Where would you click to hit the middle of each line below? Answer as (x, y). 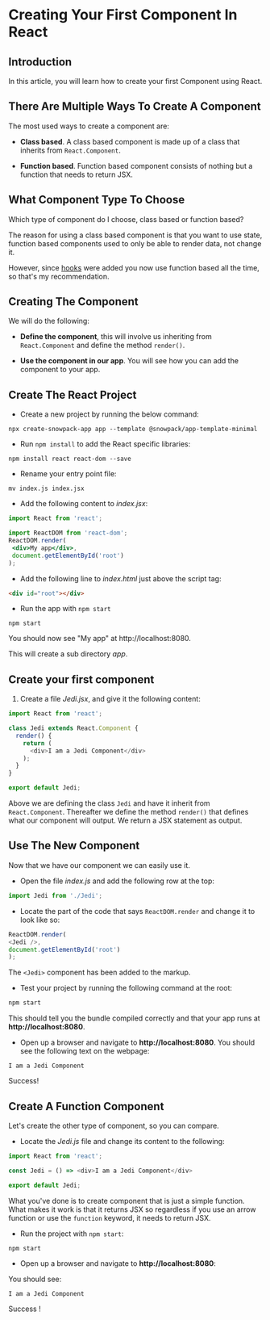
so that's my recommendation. (59, 276)
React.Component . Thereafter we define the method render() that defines (129, 812)
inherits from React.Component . (70, 150)
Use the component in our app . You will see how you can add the (129, 361)
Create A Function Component (86, 1106)
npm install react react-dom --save (70, 459)
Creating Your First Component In (123, 15)
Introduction (40, 62)
